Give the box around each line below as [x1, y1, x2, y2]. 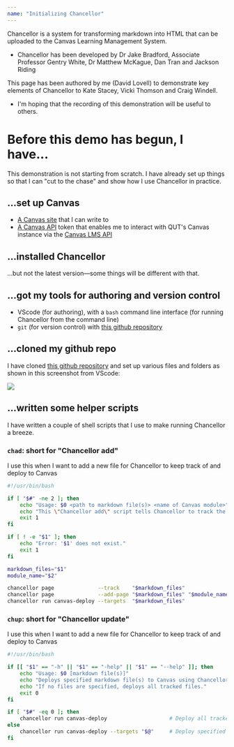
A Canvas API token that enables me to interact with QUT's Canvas [17, 223, 210, 231]
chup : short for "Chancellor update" [7, 614, 130, 623]
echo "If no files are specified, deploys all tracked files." [19, 683, 208, 690]
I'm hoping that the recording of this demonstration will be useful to [17, 99, 211, 108]
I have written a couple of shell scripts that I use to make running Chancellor [7, 420, 226, 429]
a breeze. [7, 428, 35, 436]
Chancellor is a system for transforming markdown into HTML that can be [7, 29, 218, 38]
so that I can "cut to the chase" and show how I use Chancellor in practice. [7, 177, 221, 185]
